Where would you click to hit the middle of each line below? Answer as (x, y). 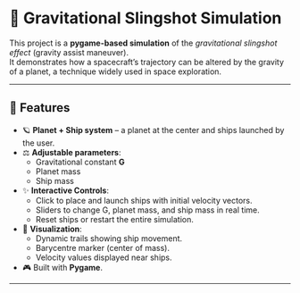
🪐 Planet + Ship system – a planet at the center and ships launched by (153, 130)
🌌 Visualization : (52, 229)
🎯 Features (40, 108)
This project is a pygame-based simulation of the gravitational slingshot (143, 43)
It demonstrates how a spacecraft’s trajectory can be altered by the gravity (146, 62)
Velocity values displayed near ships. (104, 257)
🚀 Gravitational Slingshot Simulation (146, 18)
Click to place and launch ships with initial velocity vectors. (144, 200)
